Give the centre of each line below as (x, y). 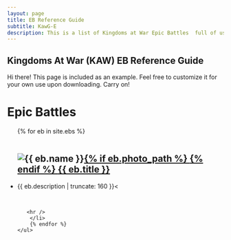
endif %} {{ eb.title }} (64, 170)
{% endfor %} (48, 224)
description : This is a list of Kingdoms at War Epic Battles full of (112, 33)
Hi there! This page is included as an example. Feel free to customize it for (112, 77)
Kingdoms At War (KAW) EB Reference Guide (106, 60)
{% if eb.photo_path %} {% (143, 159)
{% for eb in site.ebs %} (51, 131)
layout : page (26, 13)
